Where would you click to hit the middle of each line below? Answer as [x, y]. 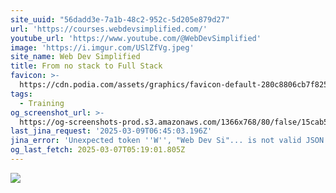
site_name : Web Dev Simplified [75, 57]
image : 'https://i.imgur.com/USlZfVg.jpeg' [102, 47]
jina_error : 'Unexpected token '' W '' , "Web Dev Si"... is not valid [156, 141]
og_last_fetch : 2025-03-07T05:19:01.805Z [98, 150]
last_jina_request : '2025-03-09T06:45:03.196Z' [111, 131]
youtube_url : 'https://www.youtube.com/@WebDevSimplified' [136, 38]
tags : [21, 94]
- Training [42, 103]
